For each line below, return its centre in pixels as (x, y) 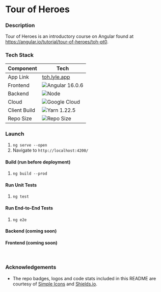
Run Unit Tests (21, 185)
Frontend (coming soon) (31, 242)
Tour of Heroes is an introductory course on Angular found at (70, 36)
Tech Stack (20, 55)
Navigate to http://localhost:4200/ (50, 150)
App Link (19, 77)
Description (20, 26)
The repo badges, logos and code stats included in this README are (84, 278)
